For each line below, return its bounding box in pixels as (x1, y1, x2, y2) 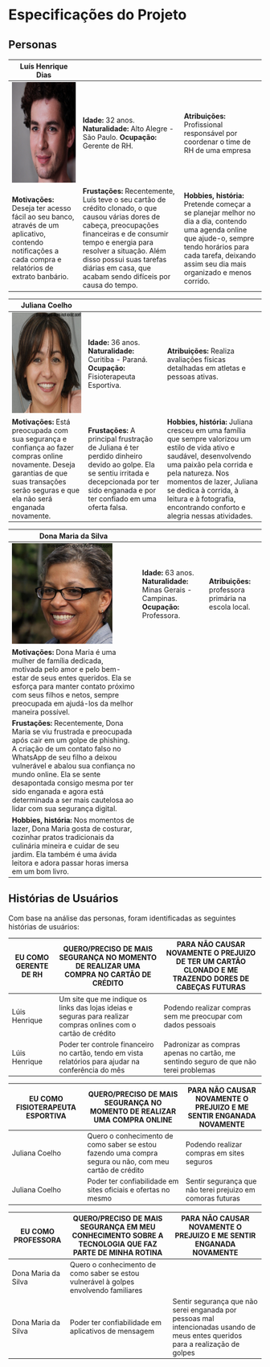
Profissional (183, 119, 223, 130)
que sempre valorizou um (167, 434, 252, 443)
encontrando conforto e (167, 502, 246, 512)
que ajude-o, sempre (183, 233, 255, 243)
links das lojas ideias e (59, 1003, 133, 1012)
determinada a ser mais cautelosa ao (11, 795, 134, 805)
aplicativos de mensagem (69, 1326, 155, 1336)
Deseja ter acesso (11, 204, 72, 212)
